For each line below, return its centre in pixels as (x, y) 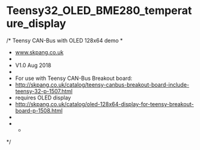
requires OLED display (43, 98)
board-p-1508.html (39, 110)
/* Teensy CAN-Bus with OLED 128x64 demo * (65, 40)
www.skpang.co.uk (39, 52)
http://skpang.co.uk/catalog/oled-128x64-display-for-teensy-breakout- (105, 104)
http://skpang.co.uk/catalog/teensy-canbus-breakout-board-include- (102, 84)
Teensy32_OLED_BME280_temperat (99, 11)
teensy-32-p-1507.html (44, 91)
